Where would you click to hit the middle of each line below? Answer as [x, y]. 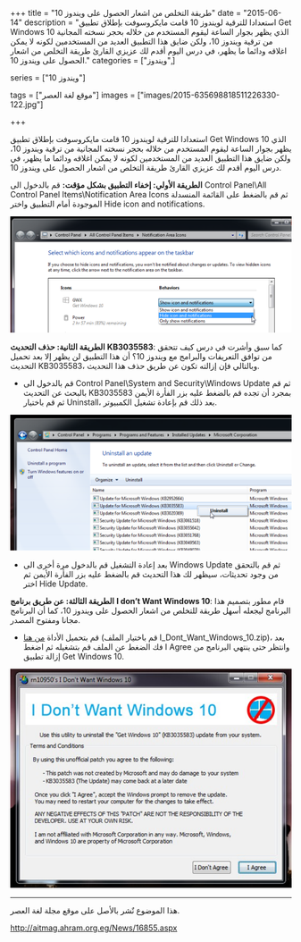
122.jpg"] [27, 105]
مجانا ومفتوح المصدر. [46, 620]
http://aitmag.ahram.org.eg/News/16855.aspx [94, 928]
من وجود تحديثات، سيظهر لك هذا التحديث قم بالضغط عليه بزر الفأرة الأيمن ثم [151, 575]
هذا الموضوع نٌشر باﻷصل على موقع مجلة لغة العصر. [95, 911]
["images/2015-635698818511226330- [209, 95]
